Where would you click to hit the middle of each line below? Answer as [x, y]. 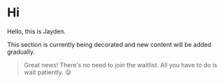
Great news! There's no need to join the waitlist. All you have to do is [121, 65]
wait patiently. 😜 [48, 72]
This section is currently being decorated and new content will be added [109, 44]
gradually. [21, 52]
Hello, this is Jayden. [37, 31]
